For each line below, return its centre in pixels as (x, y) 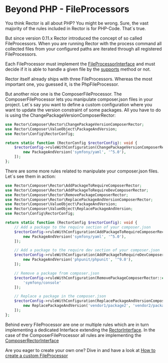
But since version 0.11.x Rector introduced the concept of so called (74, 38)
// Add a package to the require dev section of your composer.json (87, 250)
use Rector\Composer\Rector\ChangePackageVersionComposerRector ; (74, 124)
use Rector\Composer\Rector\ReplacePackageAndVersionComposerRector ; (79, 200)
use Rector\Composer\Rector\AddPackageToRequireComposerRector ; (73, 186)
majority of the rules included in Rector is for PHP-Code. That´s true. (75, 28)
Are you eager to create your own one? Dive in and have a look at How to (80, 350)
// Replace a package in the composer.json (60, 296)
